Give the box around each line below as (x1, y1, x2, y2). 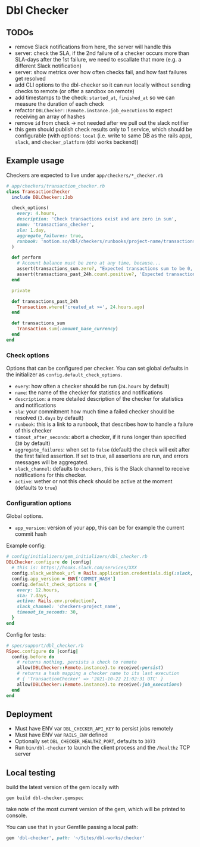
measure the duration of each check (14, 100, 104, 108)
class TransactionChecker (6, 189, 70, 195)
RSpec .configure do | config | (6, 648, 79, 654)
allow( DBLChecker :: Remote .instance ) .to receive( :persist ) (17, 665, 164, 671)
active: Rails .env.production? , (17, 598, 97, 604)
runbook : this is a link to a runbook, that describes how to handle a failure (14, 421, 193, 428)
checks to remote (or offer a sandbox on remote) (14, 88, 135, 94)
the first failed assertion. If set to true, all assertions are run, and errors (14, 452, 189, 460)
